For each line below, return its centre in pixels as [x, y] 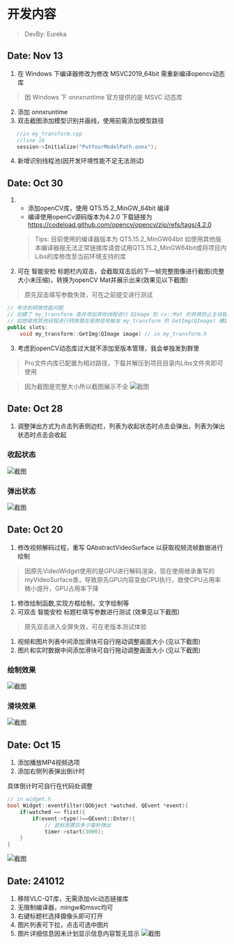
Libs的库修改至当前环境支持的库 [80, 257]
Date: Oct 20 [35, 530]
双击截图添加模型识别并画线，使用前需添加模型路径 [91, 120]
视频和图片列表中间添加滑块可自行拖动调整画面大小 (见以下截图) [109, 641]
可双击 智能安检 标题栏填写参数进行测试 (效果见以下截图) [98, 612]
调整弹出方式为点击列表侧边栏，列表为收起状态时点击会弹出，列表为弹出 [121, 426]
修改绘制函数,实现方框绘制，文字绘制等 [73, 603]
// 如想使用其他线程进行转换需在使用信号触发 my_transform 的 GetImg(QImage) [111, 321]
